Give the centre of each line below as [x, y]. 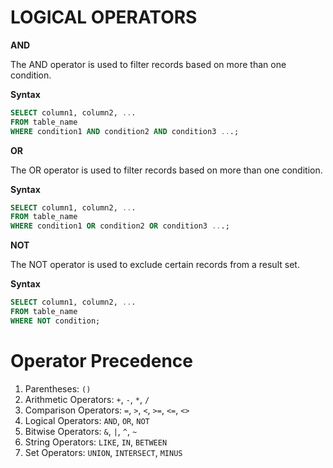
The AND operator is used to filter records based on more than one [148, 64]
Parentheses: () [58, 388]
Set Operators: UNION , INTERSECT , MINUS [103, 452]
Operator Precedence [101, 361]
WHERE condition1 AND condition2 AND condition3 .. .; [125, 131]
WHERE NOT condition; [55, 321]
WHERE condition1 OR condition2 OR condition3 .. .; [120, 226]
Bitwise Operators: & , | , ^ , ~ [81, 431]
